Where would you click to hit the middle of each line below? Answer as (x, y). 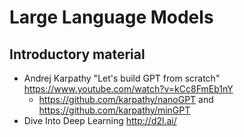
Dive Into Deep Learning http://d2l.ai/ (100, 120)
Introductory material (77, 54)
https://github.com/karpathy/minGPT (114, 110)
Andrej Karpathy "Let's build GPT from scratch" (122, 78)
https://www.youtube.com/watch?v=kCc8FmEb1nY (128, 89)
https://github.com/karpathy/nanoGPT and (126, 99)
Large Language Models (111, 17)
